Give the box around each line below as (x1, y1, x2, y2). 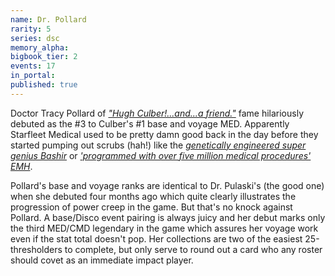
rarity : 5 (10, 24, 52, 34)
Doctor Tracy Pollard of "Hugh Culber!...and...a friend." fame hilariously (10, 107, 304, 119)
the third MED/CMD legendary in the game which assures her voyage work (10, 222, 319, 234)
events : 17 (10, 61, 56, 71)
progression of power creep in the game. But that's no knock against (10, 201, 293, 213)
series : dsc (10, 33, 60, 43)
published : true (10, 80, 78, 90)
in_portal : (10, 71, 56, 81)
